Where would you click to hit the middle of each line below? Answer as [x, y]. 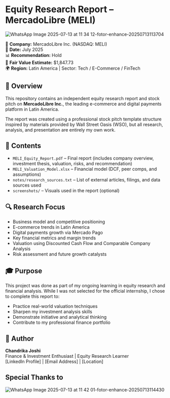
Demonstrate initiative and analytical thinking [60, 317]
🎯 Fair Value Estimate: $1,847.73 [39, 63]
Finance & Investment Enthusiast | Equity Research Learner [67, 356]
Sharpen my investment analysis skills [52, 312]
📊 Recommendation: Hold [33, 55]
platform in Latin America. [32, 109]
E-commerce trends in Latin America [51, 227]
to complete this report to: [32, 296]
